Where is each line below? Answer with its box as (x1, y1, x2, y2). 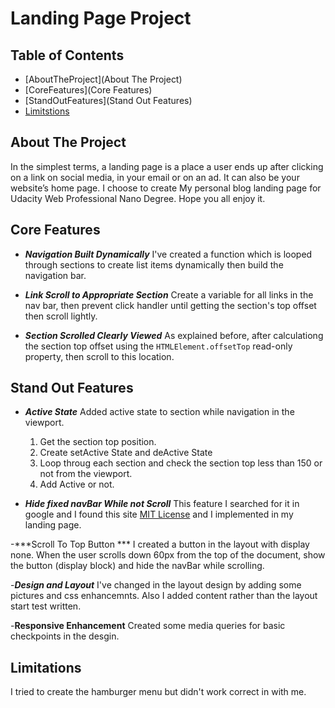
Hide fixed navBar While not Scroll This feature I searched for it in (24, 498, 300, 510)
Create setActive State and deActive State (39, 447, 213, 459)
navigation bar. (24, 269, 87, 281)
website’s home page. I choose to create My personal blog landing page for (10, 182, 322, 194)
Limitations (10, 659, 82, 676)
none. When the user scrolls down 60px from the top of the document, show (10, 549, 326, 561)
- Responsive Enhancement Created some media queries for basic (10, 620, 286, 632)
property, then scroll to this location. (24, 350, 175, 362)
